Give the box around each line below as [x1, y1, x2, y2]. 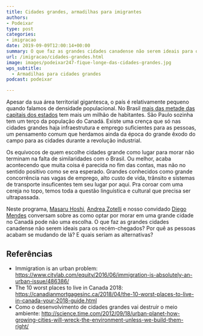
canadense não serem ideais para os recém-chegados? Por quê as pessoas [6, 225, 196, 232]
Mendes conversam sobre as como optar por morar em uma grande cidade [6, 212, 194, 219]
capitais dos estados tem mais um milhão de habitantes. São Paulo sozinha [6, 111, 193, 119]
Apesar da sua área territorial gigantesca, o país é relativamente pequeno [6, 98, 189, 106]
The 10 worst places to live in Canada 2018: [14, 284, 123, 291]
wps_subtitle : [6, 65, 42, 71]
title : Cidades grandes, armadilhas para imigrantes [6, 8, 142, 15]
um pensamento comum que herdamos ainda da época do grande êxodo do [6, 131, 196, 138]
